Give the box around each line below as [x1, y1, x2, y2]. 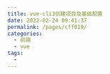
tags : [7, 50, 23, 57]
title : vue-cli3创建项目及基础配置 [7, 10, 103, 18]
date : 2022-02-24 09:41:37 [7, 17, 87, 24]
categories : [7, 30, 43, 37]
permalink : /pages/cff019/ [7, 23, 87, 30]
